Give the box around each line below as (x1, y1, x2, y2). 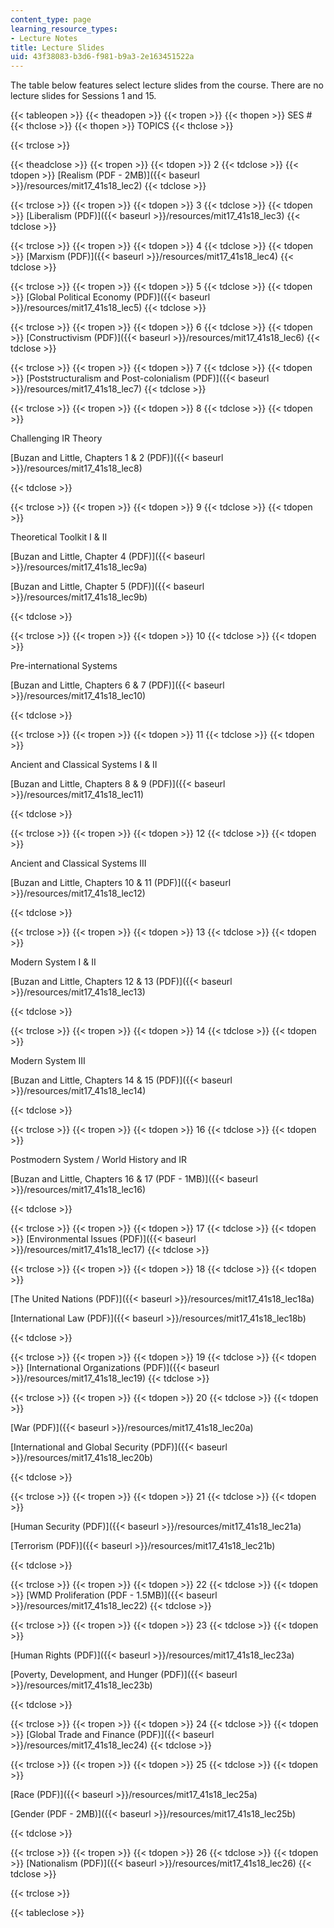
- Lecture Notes (10, 33, 78, 43)
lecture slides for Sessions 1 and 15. (10, 90, 157, 102)
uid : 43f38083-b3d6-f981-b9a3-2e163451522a (10, 52, 195, 62)
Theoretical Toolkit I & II (10, 531, 108, 543)
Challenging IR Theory (10, 432, 103, 445)
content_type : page (10, 14, 92, 25)
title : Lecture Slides (10, 42, 105, 53)
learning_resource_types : (10, 24, 118, 34)
